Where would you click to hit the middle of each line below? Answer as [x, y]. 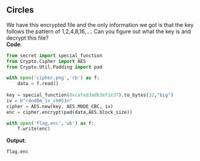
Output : [16, 141]
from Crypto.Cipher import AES [46, 61]
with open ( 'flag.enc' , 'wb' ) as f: [50, 123]
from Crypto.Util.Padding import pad [54, 67]
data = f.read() [38, 84]
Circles [20, 10]
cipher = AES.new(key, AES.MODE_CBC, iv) [60, 107]
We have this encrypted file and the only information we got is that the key [100, 24]
